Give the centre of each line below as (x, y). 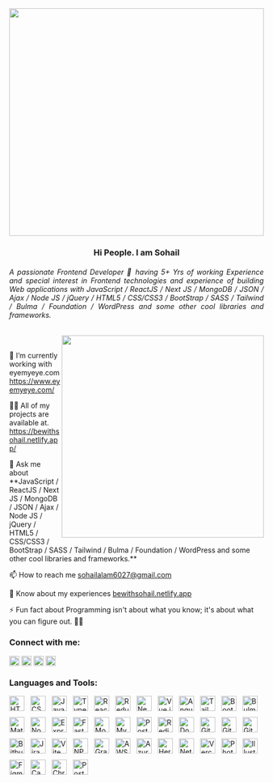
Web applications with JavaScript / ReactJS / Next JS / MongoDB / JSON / (136, 289)
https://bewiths (34, 431)
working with (31, 364)
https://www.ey (35, 381)
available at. (29, 423)
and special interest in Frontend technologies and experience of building (136, 280)
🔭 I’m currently (34, 356)
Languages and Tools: (53, 683)
